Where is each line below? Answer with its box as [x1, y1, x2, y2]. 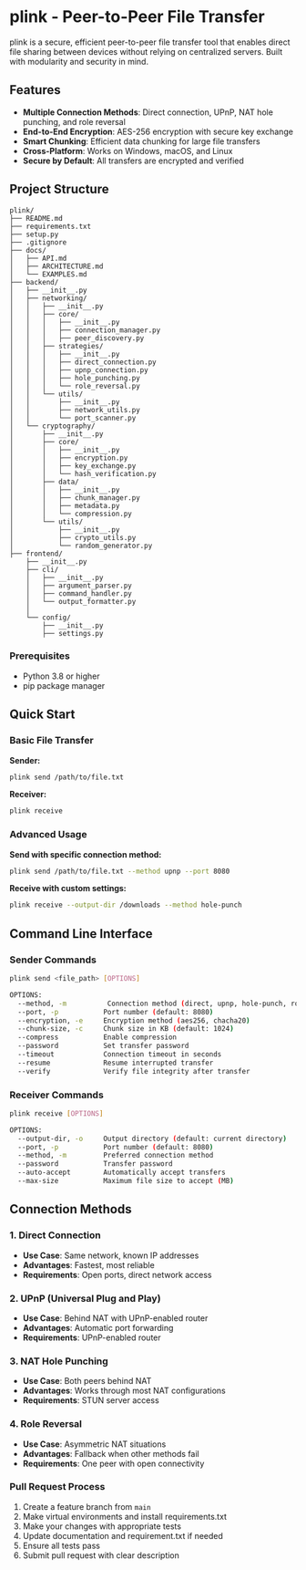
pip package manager [22, 680, 106, 691]
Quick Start [9, 707, 76, 723]
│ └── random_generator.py [9, 541, 153, 550]
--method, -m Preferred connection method [17, 1151, 214, 1160]
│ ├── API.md [9, 254, 67, 263]
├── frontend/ [9, 549, 64, 558]
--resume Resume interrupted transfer [17, 1058, 214, 1067]
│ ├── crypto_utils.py [9, 533, 137, 542]
